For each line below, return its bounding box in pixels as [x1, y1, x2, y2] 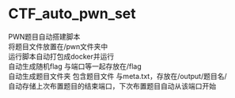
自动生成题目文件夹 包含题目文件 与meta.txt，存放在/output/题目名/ [8, 71, 227, 81]
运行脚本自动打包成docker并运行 [8, 51, 115, 61]
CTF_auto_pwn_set [8, 5, 136, 23]
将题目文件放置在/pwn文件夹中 [8, 41, 108, 51]
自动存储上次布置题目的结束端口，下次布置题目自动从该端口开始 [8, 81, 216, 91]
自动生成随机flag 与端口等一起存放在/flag [8, 61, 142, 71]
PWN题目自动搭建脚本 [8, 32, 81, 41]
